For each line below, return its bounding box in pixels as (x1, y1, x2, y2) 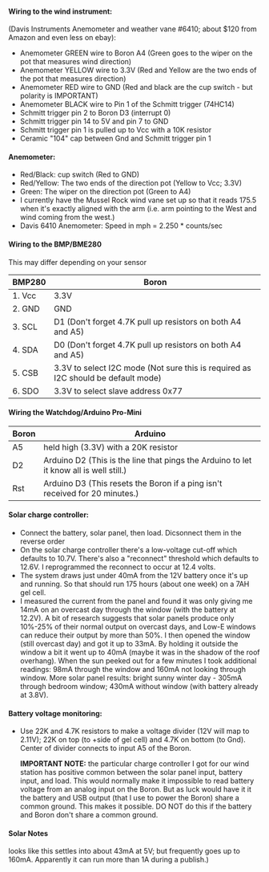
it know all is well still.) (43, 464, 127, 475)
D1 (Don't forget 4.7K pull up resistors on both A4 (53, 316, 242, 327)
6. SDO (12, 385, 40, 397)
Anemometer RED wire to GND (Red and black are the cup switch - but (19, 83, 254, 92)
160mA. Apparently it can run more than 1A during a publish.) (8, 855, 210, 865)
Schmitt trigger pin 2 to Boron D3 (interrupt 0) (19, 108, 171, 118)
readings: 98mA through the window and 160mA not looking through (19, 665, 247, 674)
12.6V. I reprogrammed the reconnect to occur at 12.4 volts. (19, 562, 216, 572)
